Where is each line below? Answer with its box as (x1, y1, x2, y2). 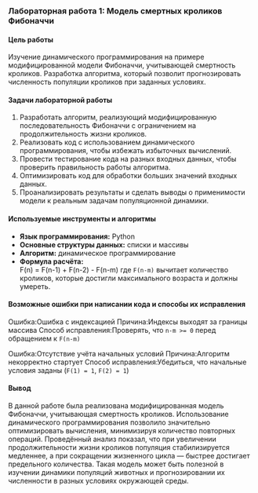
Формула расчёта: (19, 257, 84, 266)
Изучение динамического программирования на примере (8, 53, 205, 62)
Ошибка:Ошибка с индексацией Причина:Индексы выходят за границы (8, 316, 248, 327)
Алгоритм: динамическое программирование (19, 248, 176, 257)
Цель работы (8, 35, 53, 44)
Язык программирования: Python (19, 232, 136, 241)
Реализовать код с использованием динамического (19, 137, 195, 147)
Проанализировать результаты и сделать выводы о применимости (19, 188, 245, 197)
